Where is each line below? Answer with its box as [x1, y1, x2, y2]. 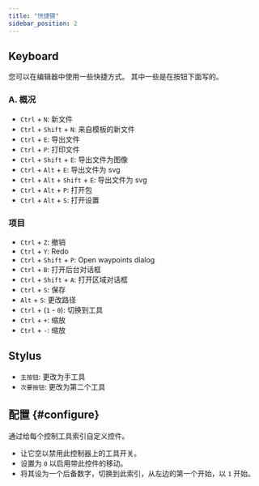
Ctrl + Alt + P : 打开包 [19, 185, 93, 194]
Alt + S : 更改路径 [19, 295, 77, 305]
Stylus [8, 349, 42, 363]
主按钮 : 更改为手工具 [19, 372, 86, 382]
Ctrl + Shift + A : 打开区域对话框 [19, 275, 128, 284]
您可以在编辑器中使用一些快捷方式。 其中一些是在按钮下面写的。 [8, 72, 223, 82]
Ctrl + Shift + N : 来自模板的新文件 [19, 124, 135, 134]
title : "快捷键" [8, 11, 60, 20]
